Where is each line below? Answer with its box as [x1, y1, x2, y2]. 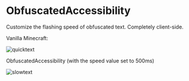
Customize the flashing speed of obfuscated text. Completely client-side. [6, 23, 184, 30]
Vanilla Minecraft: [6, 34, 48, 41]
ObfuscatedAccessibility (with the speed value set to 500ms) [6, 57, 155, 64]
